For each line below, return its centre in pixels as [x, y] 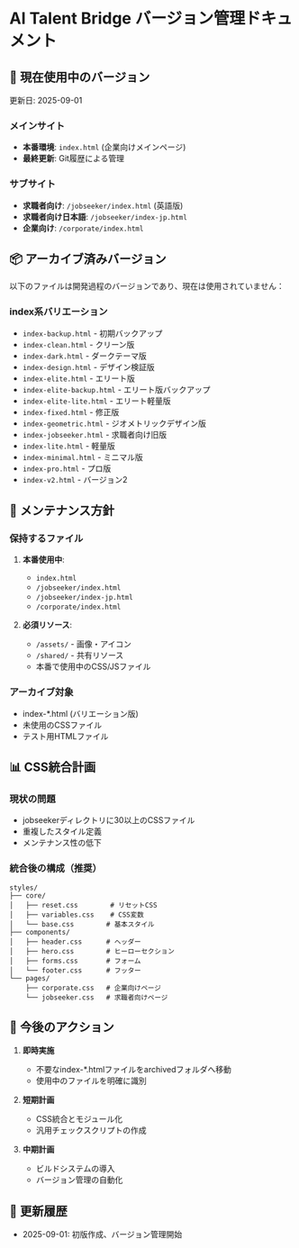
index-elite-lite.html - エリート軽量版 [96, 401]
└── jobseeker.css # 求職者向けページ [97, 997]
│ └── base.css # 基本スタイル [82, 924]
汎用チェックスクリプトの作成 [91, 1130]
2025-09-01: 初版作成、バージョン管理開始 [102, 1234]
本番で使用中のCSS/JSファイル [93, 666]
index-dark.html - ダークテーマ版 [84, 356]
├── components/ [40, 932]
